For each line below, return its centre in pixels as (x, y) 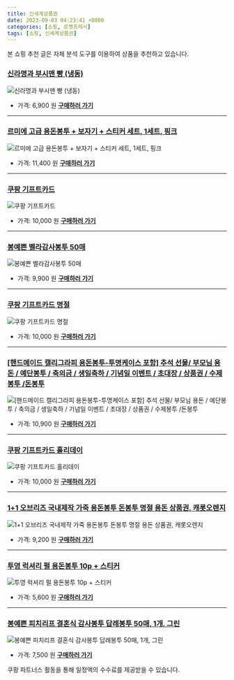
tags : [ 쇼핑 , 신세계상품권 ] (42, 33)
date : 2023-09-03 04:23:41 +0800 (56, 20)
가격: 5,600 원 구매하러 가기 (55, 597)
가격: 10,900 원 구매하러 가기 (56, 424)
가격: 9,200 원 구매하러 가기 (55, 540)
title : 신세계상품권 (32, 14)
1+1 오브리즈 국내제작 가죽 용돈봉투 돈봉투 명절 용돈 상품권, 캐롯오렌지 (117, 508)
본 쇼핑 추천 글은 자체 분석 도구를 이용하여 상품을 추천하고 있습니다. (98, 54)
